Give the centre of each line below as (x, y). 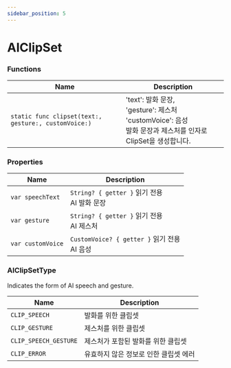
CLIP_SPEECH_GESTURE (44, 340)
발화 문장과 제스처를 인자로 (167, 131)
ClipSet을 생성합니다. (158, 141)
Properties (25, 162)
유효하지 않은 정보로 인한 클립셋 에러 (140, 354)
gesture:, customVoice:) (51, 123)
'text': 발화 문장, (151, 100)
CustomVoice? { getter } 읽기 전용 (125, 239)
